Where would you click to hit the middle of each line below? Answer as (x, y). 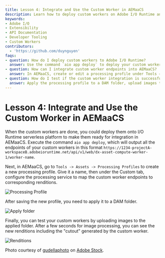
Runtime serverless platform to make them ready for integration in (72, 137)
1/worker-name (20, 157)
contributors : (20, 46)
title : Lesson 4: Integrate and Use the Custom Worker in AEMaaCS (74, 10)
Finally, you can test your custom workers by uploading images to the (75, 221)
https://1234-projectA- (128, 148)
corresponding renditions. (31, 182)
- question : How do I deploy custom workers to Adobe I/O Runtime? (76, 60)
